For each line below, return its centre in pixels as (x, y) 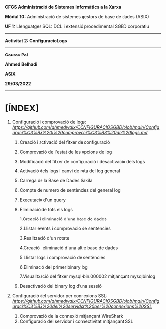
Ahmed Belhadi (21, 64)
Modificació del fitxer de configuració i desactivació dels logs (82, 161)
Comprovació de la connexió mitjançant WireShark (71, 316)
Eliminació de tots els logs (46, 209)
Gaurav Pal (17, 55)
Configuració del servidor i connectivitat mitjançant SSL (76, 321)
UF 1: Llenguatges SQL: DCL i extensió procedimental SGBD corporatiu (77, 26)
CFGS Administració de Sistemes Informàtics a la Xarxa (63, 7)
